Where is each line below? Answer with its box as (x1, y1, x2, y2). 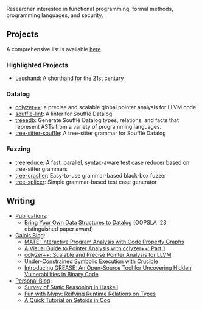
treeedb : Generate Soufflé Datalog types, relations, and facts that (15, 117, 179, 124)
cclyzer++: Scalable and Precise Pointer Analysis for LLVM (24, 251, 172, 258)
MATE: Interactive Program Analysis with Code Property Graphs (24, 238, 184, 245)
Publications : (15, 212, 48, 219)
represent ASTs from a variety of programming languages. (15, 123, 162, 131)
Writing (6, 196, 35, 206)
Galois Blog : (15, 231, 46, 239)
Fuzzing (6, 145, 30, 153)
